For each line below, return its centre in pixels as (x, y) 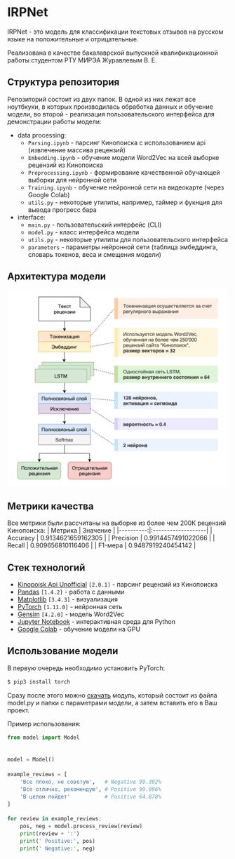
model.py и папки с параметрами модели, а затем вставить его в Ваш (112, 702)
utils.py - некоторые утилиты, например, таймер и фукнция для (125, 202)
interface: (31, 217)
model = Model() (31, 760)
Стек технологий (46, 567)
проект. (19, 710)
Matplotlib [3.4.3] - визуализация (67, 599)
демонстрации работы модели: (54, 121)
